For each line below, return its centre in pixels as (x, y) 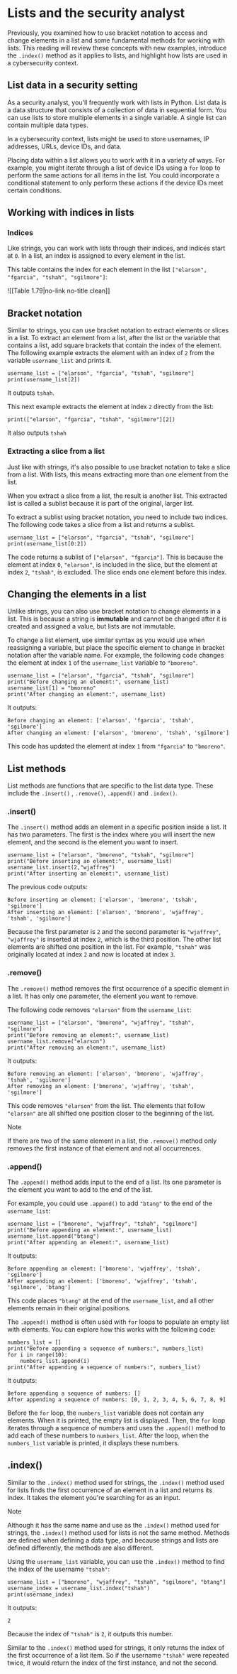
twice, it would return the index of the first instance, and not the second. (112, 1663)
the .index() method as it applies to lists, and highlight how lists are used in (117, 55)
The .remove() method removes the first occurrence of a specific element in (118, 988)
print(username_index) (41, 1594)
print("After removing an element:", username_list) (87, 1048)
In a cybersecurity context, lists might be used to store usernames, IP (109, 138)
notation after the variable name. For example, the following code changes (116, 656)
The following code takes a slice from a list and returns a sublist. (101, 524)
